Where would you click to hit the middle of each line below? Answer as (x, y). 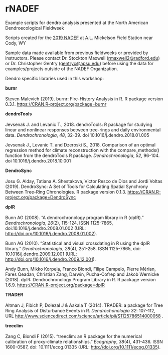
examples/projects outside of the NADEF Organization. (62, 69)
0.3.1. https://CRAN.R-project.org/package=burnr (56, 104)
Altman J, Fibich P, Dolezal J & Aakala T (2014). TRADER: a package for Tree (84, 305)
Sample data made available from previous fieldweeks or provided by (77, 53)
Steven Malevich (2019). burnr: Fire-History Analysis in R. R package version (84, 99)
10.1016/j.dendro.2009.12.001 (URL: (41, 254)
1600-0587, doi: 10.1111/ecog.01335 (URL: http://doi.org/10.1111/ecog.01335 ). (83, 347)
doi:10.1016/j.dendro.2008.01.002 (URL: (46, 228)
